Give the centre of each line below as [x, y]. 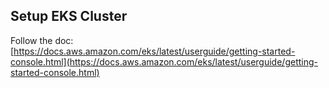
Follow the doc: [42, 40]
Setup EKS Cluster [69, 16]
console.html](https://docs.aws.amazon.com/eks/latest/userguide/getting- [164, 61]
